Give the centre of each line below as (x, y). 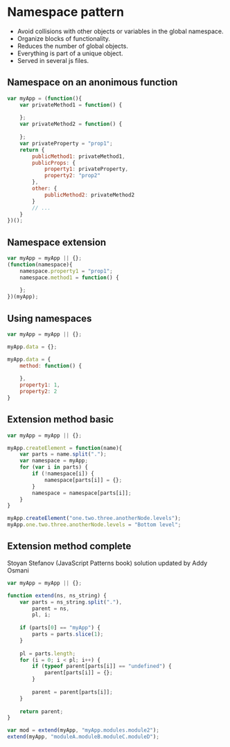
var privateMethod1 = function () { (71, 105)
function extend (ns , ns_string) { (57, 595)
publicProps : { (54, 163)
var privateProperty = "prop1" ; (66, 143)
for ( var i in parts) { (54, 467)
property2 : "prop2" (72, 176)
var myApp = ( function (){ (44, 98)
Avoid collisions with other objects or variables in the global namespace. (120, 31)
